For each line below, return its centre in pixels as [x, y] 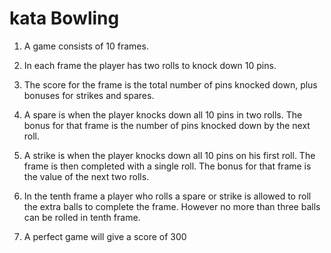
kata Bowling [64, 18]
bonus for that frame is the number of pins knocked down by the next [167, 125]
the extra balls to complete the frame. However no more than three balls [172, 206]
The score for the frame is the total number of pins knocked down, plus [170, 84]
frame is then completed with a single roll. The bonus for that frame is [167, 166]
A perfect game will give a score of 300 [105, 236]
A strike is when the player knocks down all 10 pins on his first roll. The [169, 155]
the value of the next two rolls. [86, 176]
